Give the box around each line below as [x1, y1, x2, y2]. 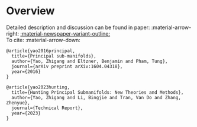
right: [6, 30, 20, 37]
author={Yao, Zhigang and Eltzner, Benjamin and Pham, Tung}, [11, 58, 168, 64]
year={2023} [11, 110, 41, 116]
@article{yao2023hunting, [6, 84, 70, 90]
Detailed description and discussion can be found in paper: [6, 24, 150, 31]
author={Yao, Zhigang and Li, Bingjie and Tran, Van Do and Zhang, [11, 94, 182, 100]
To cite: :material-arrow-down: [6, 36, 81, 43]
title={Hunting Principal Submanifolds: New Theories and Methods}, [11, 89, 184, 96]
